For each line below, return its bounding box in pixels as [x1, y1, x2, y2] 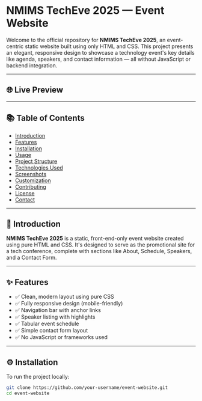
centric [6, 43, 24, 50]
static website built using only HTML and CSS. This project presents [25, 43, 194, 50]
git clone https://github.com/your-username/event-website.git [6, 385, 168, 391]
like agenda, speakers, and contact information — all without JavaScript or [6, 55, 191, 63]
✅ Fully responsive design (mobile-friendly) [14, 300, 123, 307]
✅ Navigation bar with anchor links [14, 307, 101, 314]
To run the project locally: [6, 373, 70, 380]
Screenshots [14, 170, 47, 177]
